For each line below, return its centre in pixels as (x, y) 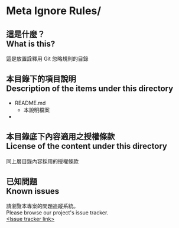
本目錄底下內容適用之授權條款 (61, 137)
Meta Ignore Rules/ (54, 11)
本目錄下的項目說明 (41, 79)
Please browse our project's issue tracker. (57, 213)
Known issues (33, 191)
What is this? (31, 43)
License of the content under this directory (87, 146)
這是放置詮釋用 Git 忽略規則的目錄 (47, 58)
